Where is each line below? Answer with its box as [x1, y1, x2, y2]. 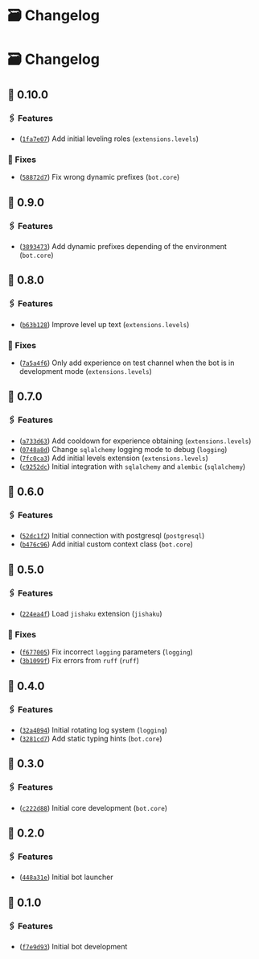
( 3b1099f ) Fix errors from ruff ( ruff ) [18, 656, 140, 666]
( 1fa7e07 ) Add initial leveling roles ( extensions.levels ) [18, 134, 199, 143]
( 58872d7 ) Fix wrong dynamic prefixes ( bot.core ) [18, 172, 180, 182]
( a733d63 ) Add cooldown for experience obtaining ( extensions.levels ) [18, 436, 252, 446]
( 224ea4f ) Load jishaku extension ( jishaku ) [18, 609, 162, 619]
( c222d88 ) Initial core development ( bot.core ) [18, 803, 168, 812]
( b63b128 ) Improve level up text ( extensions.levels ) [18, 319, 190, 329]
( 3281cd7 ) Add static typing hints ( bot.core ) [18, 734, 162, 744]
